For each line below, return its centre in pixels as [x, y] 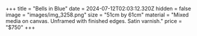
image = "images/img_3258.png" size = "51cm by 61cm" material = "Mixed [97, 15]
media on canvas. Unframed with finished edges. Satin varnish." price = [94, 21]
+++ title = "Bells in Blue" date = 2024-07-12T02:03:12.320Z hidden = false [98, 9]
